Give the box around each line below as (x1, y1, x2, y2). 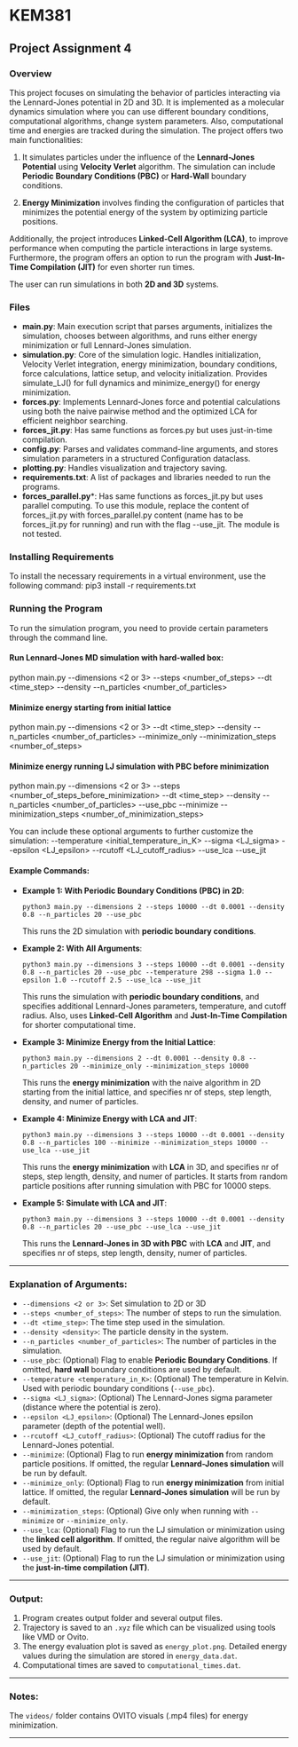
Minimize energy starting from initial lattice (9, 702, 172, 713)
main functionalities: (9, 134, 83, 145)
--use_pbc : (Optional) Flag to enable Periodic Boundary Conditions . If (21, 1355, 278, 1365)
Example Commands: (9, 865, 90, 875)
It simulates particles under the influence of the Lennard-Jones (21, 152, 255, 162)
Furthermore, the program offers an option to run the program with (9, 252, 253, 263)
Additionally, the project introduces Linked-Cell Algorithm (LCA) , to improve (9, 233, 288, 244)
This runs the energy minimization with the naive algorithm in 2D (21, 1077, 262, 1087)
